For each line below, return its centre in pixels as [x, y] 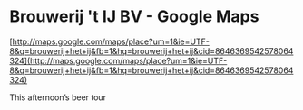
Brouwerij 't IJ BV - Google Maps [134, 17]
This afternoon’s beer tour [58, 97]
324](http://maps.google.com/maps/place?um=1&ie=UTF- [118, 60]
